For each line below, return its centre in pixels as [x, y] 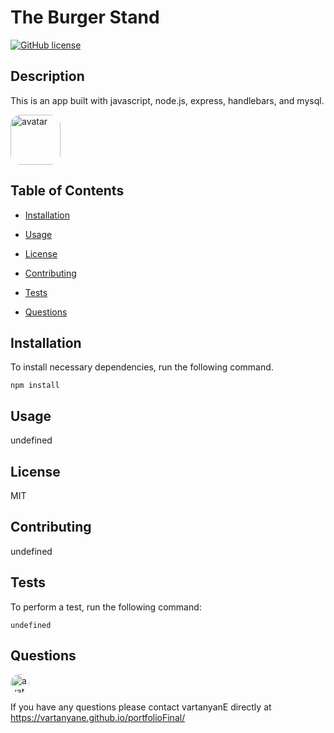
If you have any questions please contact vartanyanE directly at [141, 707]
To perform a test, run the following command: [106, 607]
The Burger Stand [85, 17]
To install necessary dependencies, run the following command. [142, 367]
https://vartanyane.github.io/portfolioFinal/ [98, 718]
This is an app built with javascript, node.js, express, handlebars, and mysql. [167, 100]
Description [47, 76]
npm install [35, 386]
